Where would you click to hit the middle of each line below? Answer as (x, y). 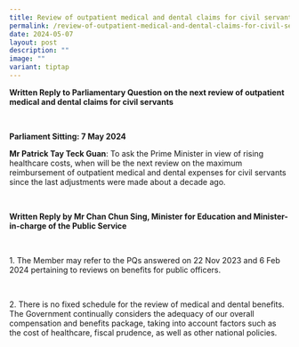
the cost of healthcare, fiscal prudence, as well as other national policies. (143, 332)
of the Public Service (88, 226)
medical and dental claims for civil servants (91, 101)
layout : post (33, 42)
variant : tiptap (39, 68)
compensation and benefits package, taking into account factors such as (143, 323)
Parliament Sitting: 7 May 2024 (68, 136)
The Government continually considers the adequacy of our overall (132, 313)
